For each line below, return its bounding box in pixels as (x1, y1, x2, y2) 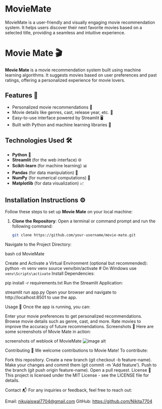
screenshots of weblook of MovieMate (5, 338, 82, 344)
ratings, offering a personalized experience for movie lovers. (5, 77, 126, 83)
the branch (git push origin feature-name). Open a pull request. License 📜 (5, 367, 151, 373)
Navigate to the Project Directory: (5, 241, 72, 248)
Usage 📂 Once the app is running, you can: (5, 304, 90, 310)
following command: (12, 223, 53, 229)
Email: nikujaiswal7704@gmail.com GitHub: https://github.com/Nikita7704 (5, 398, 152, 404)
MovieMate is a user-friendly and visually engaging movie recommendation (5, 19, 156, 25)
